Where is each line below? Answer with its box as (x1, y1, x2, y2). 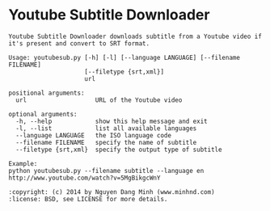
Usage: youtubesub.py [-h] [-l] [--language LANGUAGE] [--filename (8, 53, 241, 61)
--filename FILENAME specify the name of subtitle (15, 138, 197, 146)
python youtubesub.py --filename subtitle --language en (8, 167, 205, 175)
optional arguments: (8, 110, 78, 118)
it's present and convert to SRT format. (8, 39, 150, 48)
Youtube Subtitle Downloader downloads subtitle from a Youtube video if (8, 32, 263, 40)
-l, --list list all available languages (15, 124, 197, 133)
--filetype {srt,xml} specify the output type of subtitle (15, 146, 222, 154)
